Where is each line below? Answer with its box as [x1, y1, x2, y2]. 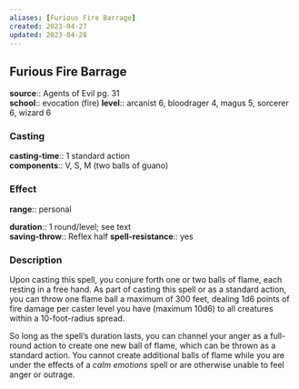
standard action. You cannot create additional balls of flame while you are [9, 350, 284, 361]
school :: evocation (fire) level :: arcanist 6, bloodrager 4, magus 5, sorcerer [9, 97, 289, 109]
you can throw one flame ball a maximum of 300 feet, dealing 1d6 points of [9, 294, 290, 304]
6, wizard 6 [9, 107, 52, 118]
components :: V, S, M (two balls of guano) [9, 160, 169, 171]
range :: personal [9, 204, 72, 214]
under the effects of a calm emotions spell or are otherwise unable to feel [9, 360, 284, 371]
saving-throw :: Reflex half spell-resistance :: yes [9, 231, 194, 242]
